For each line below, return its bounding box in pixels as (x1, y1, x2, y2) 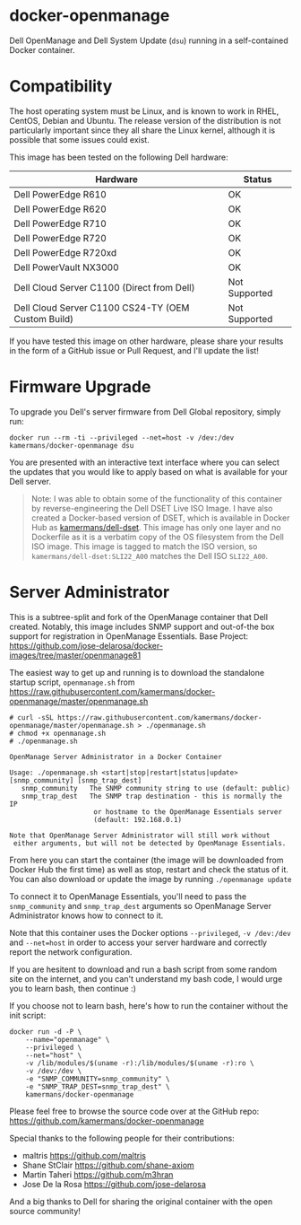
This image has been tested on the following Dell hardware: (9, 152, 228, 162)
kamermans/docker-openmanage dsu (9, 441, 134, 450)
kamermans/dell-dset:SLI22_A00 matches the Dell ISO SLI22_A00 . (30, 550, 269, 561)
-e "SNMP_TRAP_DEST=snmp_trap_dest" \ (25, 1082, 170, 1091)
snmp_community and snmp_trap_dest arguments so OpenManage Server (9, 900, 271, 911)
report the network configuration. (9, 946, 133, 957)
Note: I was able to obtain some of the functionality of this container (30, 493, 283, 503)
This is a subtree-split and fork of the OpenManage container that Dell (9, 611, 269, 622)
